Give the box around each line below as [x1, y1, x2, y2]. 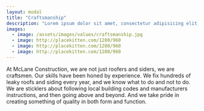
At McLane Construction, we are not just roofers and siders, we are [6, 65, 175, 73]
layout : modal [6, 9, 43, 15]
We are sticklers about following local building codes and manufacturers [6, 85, 188, 92]
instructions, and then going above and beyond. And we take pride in [6, 91, 180, 98]
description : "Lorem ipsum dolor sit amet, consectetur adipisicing [6, 20, 184, 26]
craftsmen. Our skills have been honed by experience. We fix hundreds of [6, 71, 191, 79]
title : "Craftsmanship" [6, 15, 67, 21]
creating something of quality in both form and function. [6, 98, 147, 105]
